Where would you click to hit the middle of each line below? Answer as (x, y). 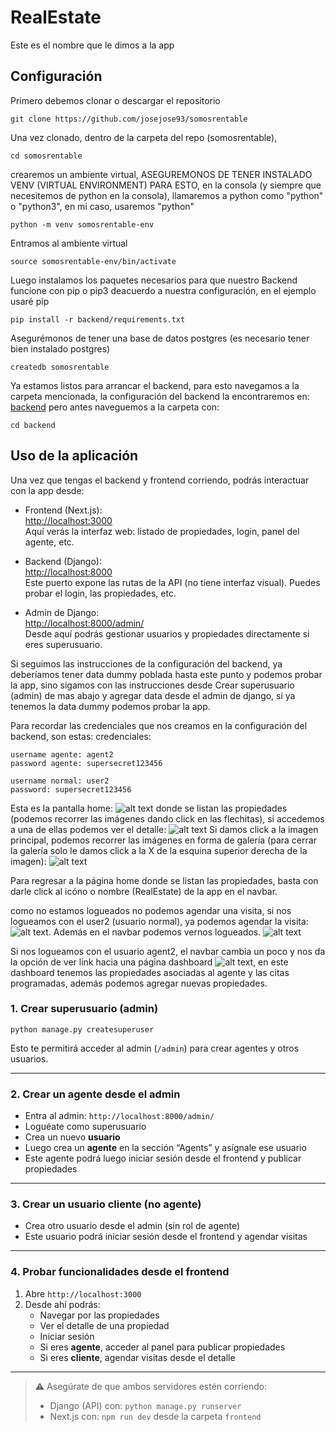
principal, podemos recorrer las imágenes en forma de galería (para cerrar (163, 840)
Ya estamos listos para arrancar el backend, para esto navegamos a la (155, 385)
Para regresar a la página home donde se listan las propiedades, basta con (164, 880)
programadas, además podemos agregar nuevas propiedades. (139, 983)
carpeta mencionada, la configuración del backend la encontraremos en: (160, 396)
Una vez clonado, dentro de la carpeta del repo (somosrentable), (144, 137)
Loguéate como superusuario (85, 1127)
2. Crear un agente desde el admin (95, 1094)
